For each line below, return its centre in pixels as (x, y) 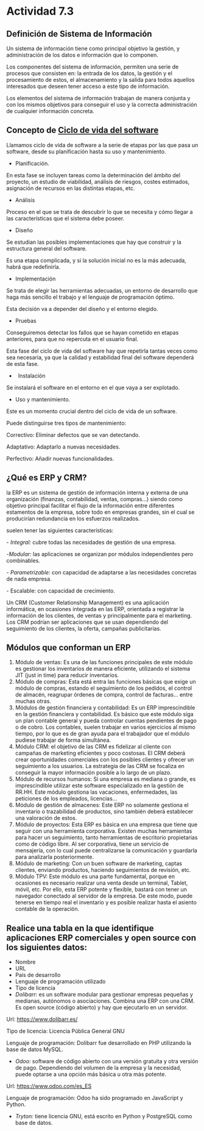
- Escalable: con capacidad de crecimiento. (61, 590)
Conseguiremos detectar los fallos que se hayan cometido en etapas (93, 332)
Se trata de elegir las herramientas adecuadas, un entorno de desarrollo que (102, 290)
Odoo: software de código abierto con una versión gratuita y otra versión (107, 1061)
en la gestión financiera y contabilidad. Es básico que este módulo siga (104, 714)
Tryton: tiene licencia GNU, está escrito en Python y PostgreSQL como (104, 1116)
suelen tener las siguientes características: (60, 530)
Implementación (35, 279)
